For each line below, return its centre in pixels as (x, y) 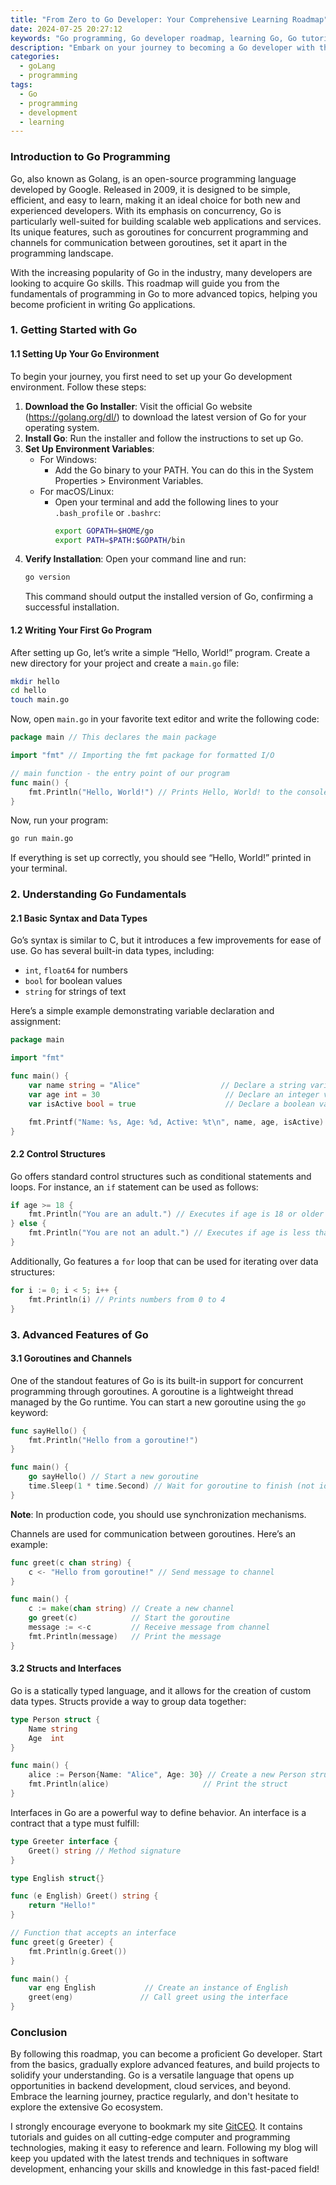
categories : (35, 57)
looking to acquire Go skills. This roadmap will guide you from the (145, 283)
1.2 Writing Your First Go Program (81, 630)
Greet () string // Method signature (105, 1851)
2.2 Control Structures (58, 1153)
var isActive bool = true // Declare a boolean (171, 1104)
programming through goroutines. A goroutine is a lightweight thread (152, 1391)
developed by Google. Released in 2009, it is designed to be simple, (150, 189)
